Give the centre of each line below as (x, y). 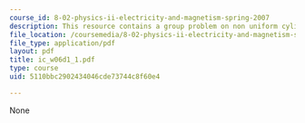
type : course (34, 69)
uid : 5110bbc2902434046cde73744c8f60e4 (85, 77)
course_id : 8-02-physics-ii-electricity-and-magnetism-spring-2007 (140, 18)
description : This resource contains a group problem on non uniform (144, 26)
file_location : (38, 34)
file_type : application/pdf (63, 43)
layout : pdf (32, 52)
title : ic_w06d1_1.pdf (52, 60)
